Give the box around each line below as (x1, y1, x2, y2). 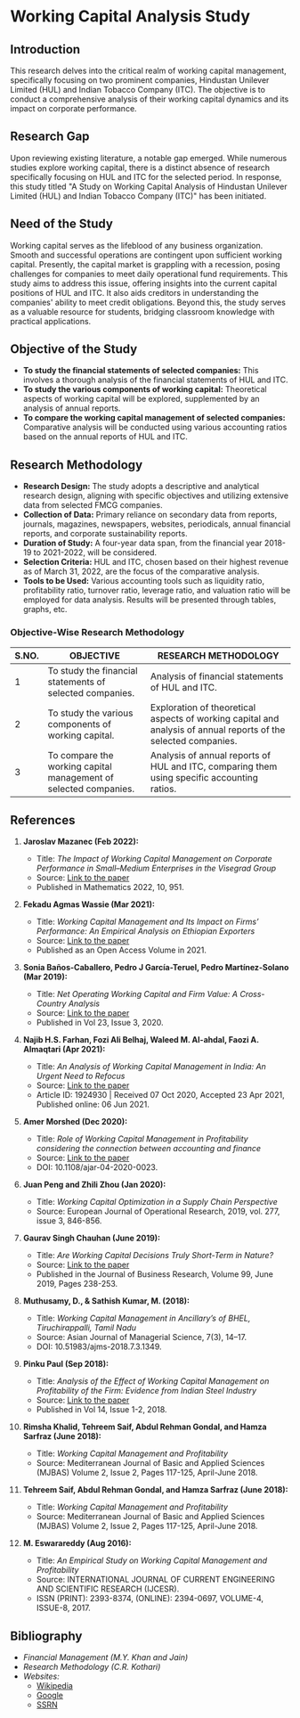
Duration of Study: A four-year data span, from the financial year (22, 537, 263, 549)
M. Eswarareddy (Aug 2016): (22, 1538, 132, 1549)
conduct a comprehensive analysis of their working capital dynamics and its (10, 94, 289, 104)
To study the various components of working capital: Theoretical (22, 384, 268, 395)
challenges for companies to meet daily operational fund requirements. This (10, 268, 288, 279)
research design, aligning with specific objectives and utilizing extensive (22, 490, 288, 501)
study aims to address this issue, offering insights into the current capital (10, 278, 278, 289)
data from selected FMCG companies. (22, 500, 163, 511)
